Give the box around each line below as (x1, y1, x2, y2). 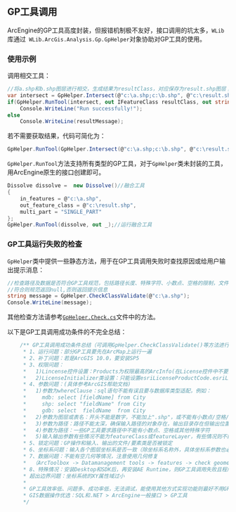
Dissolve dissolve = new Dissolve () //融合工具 (7, 182, 145, 189)
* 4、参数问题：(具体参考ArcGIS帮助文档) (22, 381, 131, 388)
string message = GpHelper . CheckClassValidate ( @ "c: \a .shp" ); (7, 293, 190, 300)
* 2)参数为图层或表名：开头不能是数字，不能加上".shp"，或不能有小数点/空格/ (22, 414, 230, 421)
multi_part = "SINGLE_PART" (20, 208, 102, 215)
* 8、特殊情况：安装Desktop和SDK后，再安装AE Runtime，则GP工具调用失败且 (22, 466, 223, 473)
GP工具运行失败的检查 (7, 239, 83, 249)
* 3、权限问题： (22, 361, 65, 369)
